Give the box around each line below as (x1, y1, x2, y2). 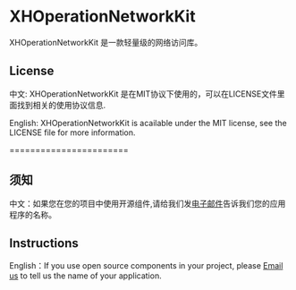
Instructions (9, 235, 79, 251)
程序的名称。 (9, 209, 56, 220)
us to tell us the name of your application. (9, 270, 163, 281)
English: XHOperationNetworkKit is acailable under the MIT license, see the (9, 117, 288, 128)
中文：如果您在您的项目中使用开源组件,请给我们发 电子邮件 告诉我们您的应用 (9, 198, 286, 209)
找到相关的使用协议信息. (16, 99, 106, 110)
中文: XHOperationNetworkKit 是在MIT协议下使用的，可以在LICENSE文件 (9, 88, 277, 99)
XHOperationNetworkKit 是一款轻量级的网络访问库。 (9, 37, 203, 47)
